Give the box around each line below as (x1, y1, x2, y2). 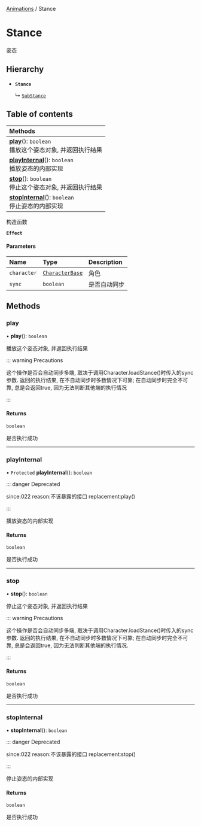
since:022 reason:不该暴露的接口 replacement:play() (6, 493, 136, 500)
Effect (6, 230, 23, 236)
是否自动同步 (89, 280, 125, 289)
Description (89, 257, 123, 266)
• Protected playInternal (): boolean (6, 469, 93, 476)
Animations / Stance (6, 5, 56, 12)
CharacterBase (42, 269, 83, 276)
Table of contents (6, 109, 73, 119)
